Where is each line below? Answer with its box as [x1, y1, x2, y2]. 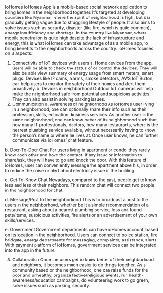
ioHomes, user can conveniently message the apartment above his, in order [5, 162, 157, 168]
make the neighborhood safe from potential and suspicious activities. [12, 91, 151, 97]
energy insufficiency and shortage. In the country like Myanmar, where [5, 30, 147, 35]
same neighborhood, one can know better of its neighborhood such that [12, 117, 157, 122]
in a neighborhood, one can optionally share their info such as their [12, 106, 147, 112]
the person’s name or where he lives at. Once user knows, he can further [12, 132, 159, 138]
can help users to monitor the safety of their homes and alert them [12, 81, 145, 86]
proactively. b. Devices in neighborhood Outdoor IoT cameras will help [12, 86, 153, 91]
